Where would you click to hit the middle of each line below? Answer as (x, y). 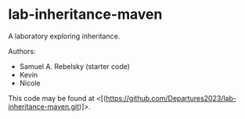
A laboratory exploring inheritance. (64, 36)
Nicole (30, 83)
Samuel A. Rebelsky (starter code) (75, 66)
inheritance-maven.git (44, 106)
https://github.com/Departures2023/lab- (171, 98)
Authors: (22, 51)
